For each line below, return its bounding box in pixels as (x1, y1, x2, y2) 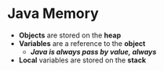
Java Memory (7, 5, 99, 23)
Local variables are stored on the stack (18, 55, 147, 65)
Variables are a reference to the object (18, 38, 146, 48)
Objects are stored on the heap (18, 30, 122, 40)
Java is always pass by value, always (30, 47, 157, 56)
